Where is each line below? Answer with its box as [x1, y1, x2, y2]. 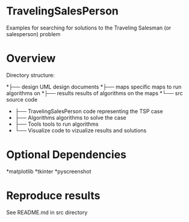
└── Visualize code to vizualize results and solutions [14, 126, 147, 134]
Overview [6, 52, 56, 66]
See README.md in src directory [6, 209, 88, 216]
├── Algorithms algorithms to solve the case [14, 114, 126, 121]
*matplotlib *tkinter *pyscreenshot [6, 167, 91, 175]
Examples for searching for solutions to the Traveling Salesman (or [6, 24, 172, 31]
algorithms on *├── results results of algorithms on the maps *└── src [6, 89, 183, 97]
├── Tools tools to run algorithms [14, 120, 99, 128]
